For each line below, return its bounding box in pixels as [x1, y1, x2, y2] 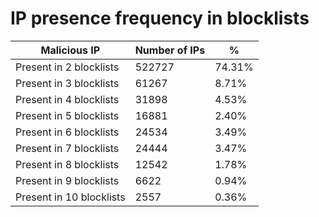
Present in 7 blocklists [15, 141, 120, 155]
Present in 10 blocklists [15, 190, 126, 204]
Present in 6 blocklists [15, 125, 120, 139]
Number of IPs [134, 43, 206, 57]
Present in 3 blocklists [15, 76, 120, 90]
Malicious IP [40, 43, 101, 57]
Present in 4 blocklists [15, 92, 120, 106]
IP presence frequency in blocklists [10, 7, 310, 30]
